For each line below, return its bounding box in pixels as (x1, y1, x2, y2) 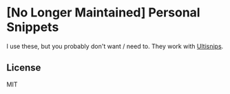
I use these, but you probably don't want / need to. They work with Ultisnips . (6, 42, 224, 50)
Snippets (6, 19, 59, 35)
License (6, 62, 41, 73)
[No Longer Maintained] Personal (6, 5, 200, 21)
